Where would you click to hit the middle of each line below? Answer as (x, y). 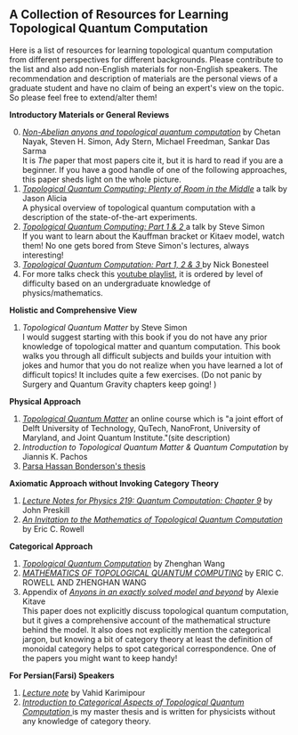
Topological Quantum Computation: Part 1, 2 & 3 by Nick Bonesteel (145, 264)
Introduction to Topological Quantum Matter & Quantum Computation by (155, 447)
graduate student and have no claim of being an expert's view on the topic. (147, 87)
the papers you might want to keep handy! (100, 657)
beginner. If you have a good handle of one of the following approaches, (154, 169)
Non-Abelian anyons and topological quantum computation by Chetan (151, 132)
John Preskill (46, 510)
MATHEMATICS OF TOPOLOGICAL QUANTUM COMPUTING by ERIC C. (153, 573)
